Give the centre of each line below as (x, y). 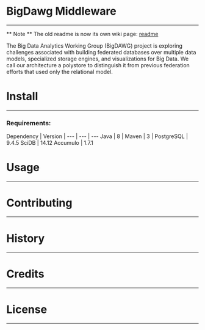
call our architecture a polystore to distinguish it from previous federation (98, 65)
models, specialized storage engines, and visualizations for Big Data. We (98, 59)
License (27, 310)
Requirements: (29, 123)
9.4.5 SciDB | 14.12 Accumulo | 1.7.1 (50, 143)
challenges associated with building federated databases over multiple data (101, 52)
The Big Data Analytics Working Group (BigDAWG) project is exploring (95, 46)
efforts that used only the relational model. (59, 71)
